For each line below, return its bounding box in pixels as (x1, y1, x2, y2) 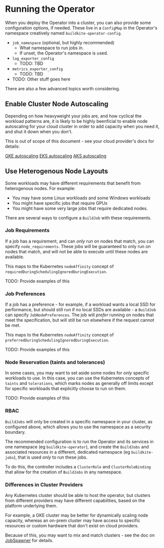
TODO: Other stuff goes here (12, 76, 70, 82)
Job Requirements (5, 227, 50, 234)
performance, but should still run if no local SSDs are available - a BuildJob (5, 307, 156, 313)
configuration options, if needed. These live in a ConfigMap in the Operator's (5, 25, 158, 30)
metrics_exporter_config (12, 66, 63, 72)
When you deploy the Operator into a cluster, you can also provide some (5, 20, 151, 26)
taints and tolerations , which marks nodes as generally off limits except (5, 381, 153, 386)
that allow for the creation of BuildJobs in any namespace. (5, 469, 122, 475)
